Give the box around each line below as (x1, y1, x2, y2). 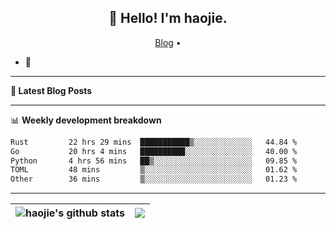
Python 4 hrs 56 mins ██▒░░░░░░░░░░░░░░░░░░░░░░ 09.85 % (10, 156, 298, 166)
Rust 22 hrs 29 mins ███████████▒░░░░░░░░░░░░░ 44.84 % (10, 137, 298, 147)
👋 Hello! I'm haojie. (108, 10, 228, 27)
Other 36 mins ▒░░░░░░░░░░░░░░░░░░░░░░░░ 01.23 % (10, 174, 298, 185)
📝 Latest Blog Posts (10, 84, 93, 96)
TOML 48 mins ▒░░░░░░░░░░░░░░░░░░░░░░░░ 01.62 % (10, 165, 298, 175)
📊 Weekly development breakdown (10, 114, 162, 126)
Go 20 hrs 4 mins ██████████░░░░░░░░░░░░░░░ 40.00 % (10, 146, 298, 156)
